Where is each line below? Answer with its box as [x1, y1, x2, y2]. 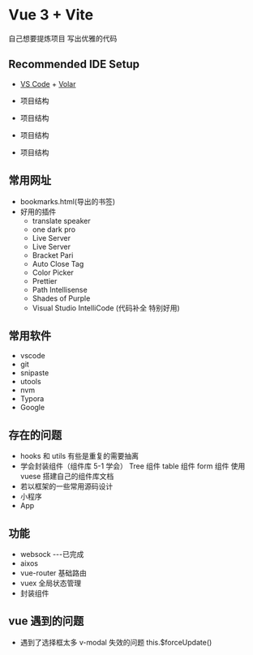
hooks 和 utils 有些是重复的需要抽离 [19, 452, 139, 461]
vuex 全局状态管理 [19, 578, 82, 588]
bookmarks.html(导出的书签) [19, 196, 116, 206]
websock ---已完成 [19, 550, 84, 559]
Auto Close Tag [32, 259, 84, 268]
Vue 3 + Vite [8, 6, 94, 24]
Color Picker [32, 268, 75, 277]
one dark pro [32, 225, 75, 234]
